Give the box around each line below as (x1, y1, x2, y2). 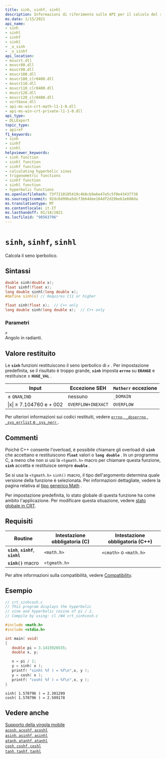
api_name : (5, 21, 26, 26)
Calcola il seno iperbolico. (5, 253, 58, 258)
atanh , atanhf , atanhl (5, 738, 48, 744)
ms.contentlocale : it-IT (5, 205, 56, 211)
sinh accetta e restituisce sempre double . (5, 462, 90, 468)
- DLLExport (5, 118, 30, 123)
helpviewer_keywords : (5, 150, 50, 155)
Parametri (5, 319, 30, 326)
